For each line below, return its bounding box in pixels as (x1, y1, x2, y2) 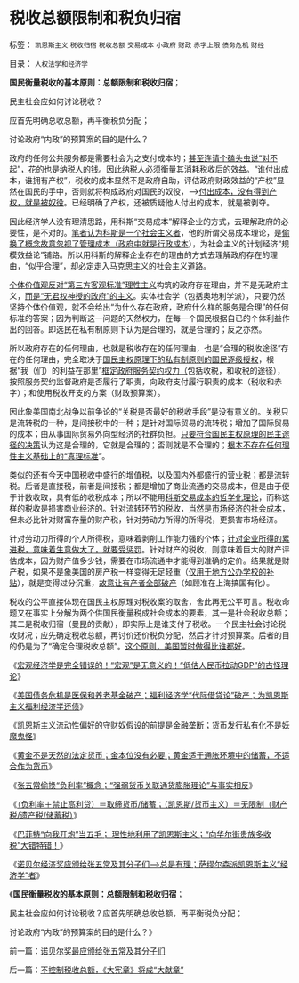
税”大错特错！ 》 (9, 840, 69, 850)
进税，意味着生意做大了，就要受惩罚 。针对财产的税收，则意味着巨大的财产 (9, 544, 282, 554)
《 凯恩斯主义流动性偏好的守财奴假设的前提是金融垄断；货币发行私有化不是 (9, 720, 282, 730)
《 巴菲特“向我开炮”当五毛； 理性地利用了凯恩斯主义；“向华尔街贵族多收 (9, 828, 271, 839)
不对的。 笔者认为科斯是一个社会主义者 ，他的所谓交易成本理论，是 (39, 227, 282, 238)
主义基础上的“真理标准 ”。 (16, 450, 110, 461)
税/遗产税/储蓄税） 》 (9, 810, 82, 820)
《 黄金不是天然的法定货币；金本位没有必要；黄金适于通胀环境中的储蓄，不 (9, 749, 282, 761)
